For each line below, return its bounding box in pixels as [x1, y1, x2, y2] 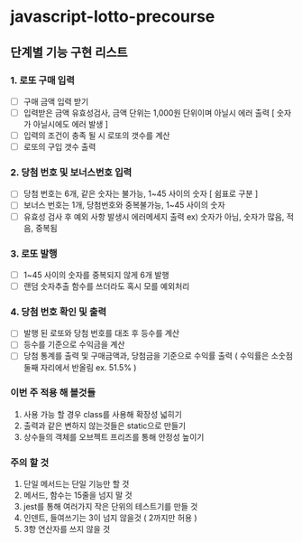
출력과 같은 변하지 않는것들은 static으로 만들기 [23, 420, 187, 431]
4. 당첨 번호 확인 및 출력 [10, 305, 107, 318]
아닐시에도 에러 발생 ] [32, 119, 109, 129]
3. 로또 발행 [10, 247, 58, 259]
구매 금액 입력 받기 [23, 96, 89, 107]
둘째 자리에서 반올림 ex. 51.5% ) [23, 361, 137, 372]
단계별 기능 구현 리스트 [10, 44, 129, 60]
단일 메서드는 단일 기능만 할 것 [23, 479, 130, 490]
